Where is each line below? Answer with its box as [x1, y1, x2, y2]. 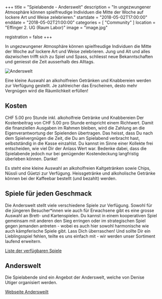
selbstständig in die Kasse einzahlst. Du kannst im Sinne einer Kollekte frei [5, 140, 153, 146]
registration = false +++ [5, 34, 52, 40]
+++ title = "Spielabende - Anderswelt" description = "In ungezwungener [5, 4, 151, 10]
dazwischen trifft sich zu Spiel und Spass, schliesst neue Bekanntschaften [5, 54, 153, 60]
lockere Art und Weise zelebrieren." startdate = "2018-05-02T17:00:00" [5, 15, 147, 20]
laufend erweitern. [5, 238, 42, 244]
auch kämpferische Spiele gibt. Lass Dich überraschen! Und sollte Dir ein [5, 228, 151, 234]
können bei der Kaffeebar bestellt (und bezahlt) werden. [5, 175, 117, 181]
